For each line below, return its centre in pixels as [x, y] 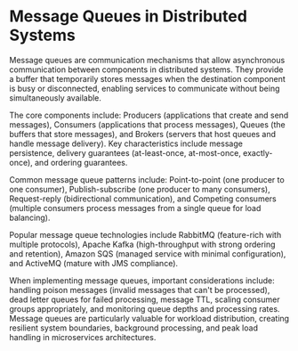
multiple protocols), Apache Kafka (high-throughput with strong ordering [142, 244]
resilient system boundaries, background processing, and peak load [133, 328]
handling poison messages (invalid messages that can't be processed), [140, 290]
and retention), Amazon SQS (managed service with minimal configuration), [148, 253]
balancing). [30, 217]
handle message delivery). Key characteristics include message [126, 143]
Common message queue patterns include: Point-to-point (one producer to [147, 179]
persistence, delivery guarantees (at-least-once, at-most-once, [125, 152]
